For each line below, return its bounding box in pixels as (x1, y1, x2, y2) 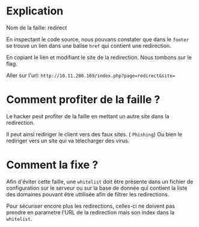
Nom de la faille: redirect (6, 24, 67, 31)
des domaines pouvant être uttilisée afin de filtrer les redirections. (6, 190, 170, 198)
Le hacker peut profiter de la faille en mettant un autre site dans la (6, 112, 170, 120)
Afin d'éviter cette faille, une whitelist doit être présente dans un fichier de (6, 178, 194, 185)
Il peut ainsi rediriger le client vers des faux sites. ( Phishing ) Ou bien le (6, 130, 183, 138)
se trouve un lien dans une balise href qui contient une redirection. (6, 42, 171, 49)
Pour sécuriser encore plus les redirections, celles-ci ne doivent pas (6, 202, 176, 210)
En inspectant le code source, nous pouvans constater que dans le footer (6, 35, 189, 43)
